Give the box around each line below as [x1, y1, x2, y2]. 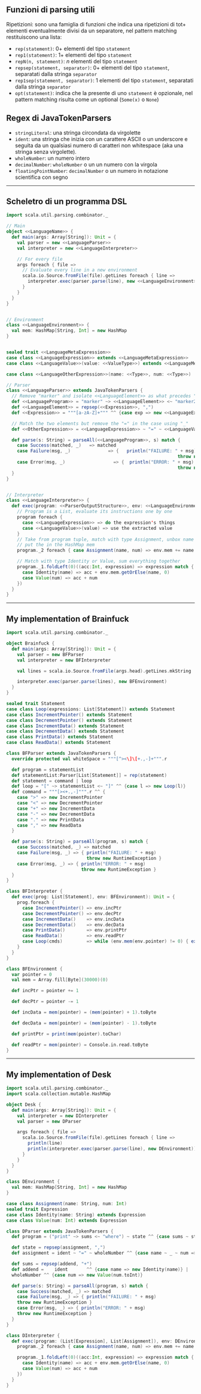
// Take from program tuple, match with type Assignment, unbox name [17, 536, 194, 542]
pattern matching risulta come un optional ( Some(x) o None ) [14, 96, 160, 103]
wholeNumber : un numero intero [14, 154, 90, 161]
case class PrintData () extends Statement [6, 734, 114, 740]
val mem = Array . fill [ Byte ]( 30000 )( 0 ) [11, 977, 109, 983]
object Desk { [6, 1102, 42, 1108]
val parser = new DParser [17, 1118, 82, 1124]
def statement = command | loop [11, 777, 93, 784]
